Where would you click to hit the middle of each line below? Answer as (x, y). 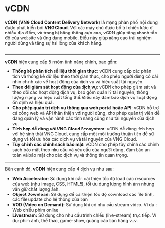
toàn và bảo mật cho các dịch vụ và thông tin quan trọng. (70, 155)
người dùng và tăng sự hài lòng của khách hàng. (54, 43)
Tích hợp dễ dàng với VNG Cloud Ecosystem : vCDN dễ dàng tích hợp (83, 129)
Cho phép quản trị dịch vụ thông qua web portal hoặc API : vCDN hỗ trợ (85, 108)
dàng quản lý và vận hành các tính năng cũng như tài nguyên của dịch (83, 118)
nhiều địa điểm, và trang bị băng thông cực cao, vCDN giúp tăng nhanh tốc (81, 33)
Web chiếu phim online (35, 210)
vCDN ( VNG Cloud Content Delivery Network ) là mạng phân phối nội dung (82, 22)
